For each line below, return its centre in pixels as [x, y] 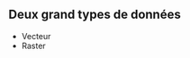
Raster [33, 46]
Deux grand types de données [95, 15]
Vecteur [36, 36]
